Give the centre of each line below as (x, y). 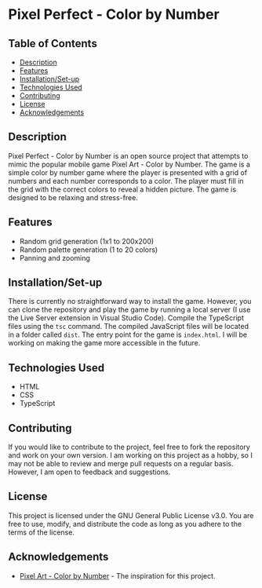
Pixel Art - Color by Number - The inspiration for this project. (117, 575)
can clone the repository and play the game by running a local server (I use (129, 310)
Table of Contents (53, 44)
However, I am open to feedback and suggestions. (89, 472)
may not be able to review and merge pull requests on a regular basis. (121, 464)
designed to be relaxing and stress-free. (73, 197)
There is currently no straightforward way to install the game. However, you (130, 301)
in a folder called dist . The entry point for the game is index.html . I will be (128, 334)
